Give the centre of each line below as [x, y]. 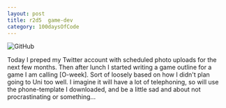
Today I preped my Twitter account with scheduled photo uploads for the [112, 60]
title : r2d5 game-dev [40, 20]
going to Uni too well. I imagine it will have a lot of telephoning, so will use [113, 82]
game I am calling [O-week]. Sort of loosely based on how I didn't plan [109, 75]
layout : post [26, 14]
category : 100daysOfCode [43, 26]
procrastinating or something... [52, 97]
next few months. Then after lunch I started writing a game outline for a [110, 68]
